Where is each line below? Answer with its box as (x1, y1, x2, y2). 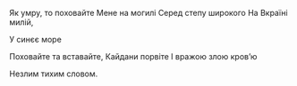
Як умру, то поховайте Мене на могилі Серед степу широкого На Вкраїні (9, 8, 288, 18)
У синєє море (9, 35, 63, 44)
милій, (9, 17, 34, 27)
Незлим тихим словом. (9, 68, 98, 79)
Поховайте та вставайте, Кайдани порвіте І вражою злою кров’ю (9, 51, 258, 61)
